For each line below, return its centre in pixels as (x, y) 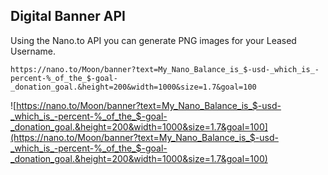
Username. (33, 51)
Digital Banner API (68, 16)
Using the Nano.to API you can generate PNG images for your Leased (153, 40)
